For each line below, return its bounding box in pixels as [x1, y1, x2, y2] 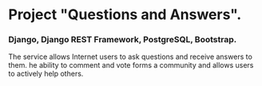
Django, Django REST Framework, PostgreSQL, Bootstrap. [8, 34, 237, 45]
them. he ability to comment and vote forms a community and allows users [8, 61, 254, 70]
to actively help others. [8, 69, 84, 79]
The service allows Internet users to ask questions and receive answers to [8, 52, 253, 61]
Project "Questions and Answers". [8, 6, 242, 24]
